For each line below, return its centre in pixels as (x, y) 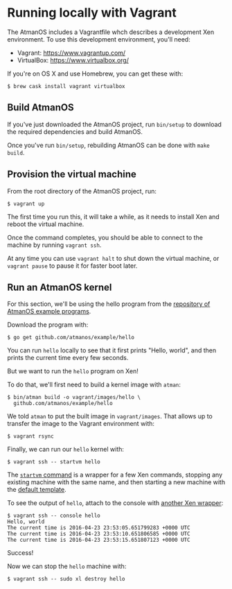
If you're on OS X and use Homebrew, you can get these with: (95, 74)
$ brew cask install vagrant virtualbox (66, 86)
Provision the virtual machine (72, 174)
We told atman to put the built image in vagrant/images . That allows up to (110, 416)
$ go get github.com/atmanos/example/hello (71, 338)
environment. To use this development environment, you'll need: (99, 39)
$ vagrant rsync (30, 436)
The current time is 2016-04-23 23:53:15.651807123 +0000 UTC (99, 540)
